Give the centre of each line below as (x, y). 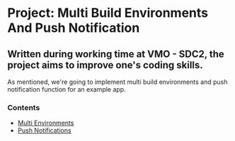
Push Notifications (45, 130)
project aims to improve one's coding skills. (105, 65)
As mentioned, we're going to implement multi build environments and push (117, 82)
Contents (24, 107)
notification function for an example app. (67, 89)
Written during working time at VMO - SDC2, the (116, 54)
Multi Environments (46, 123)
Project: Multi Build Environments (108, 13)
